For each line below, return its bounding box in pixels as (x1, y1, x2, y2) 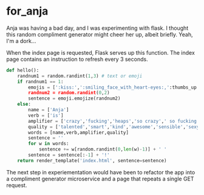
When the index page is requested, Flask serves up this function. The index (6, 49, 195, 56)
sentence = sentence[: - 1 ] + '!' (28, 152, 110, 159)
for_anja (6, 4, 49, 18)
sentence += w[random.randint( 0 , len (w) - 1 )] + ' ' (38, 146, 167, 152)
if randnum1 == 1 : (17, 78, 64, 84)
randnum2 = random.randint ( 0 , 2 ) (28, 90, 110, 96)
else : (17, 101, 32, 108)
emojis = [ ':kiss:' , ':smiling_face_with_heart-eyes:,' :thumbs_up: (28, 84, 200, 91)
